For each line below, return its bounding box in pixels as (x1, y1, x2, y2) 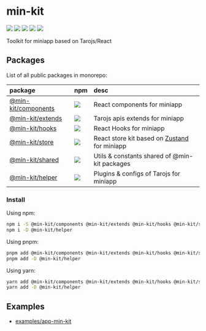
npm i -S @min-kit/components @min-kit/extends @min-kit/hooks (6, 221, 172, 228)
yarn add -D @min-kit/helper (6, 284, 81, 290)
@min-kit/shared (9, 155, 59, 164)
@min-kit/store (9, 138, 54, 146)
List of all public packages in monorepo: (6, 71, 107, 79)
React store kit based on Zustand (93, 134, 189, 142)
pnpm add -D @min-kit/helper (6, 255, 81, 262)
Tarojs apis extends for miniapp (93, 114, 184, 122)
